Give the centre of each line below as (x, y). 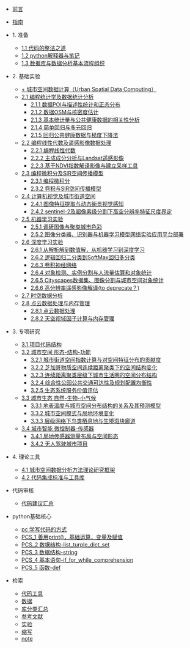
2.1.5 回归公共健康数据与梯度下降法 (74, 135)
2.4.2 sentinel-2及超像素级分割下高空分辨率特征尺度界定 (101, 212)
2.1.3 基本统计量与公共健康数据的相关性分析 (85, 120)
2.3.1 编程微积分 (50, 181)
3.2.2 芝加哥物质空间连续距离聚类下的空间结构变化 (94, 367)
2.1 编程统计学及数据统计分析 (57, 97)
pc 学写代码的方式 (44, 529)
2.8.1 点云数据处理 (53, 311)
